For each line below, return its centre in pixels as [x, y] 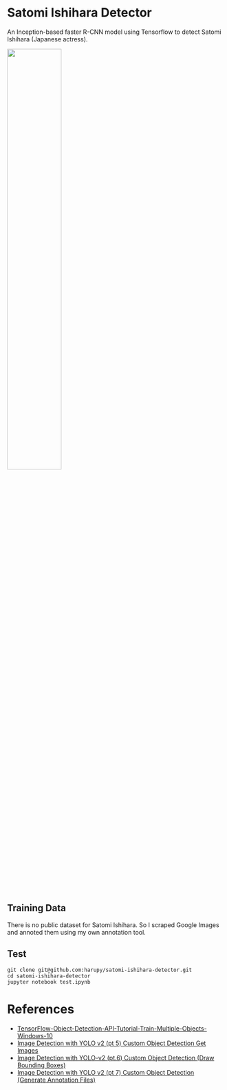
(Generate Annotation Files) [56, 1080]
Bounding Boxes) [41, 1065]
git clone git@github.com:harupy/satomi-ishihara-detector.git [100, 970]
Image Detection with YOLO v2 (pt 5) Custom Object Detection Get [111, 1043]
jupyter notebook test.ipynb [49, 982]
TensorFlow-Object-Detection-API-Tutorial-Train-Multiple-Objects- [112, 1028]
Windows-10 [35, 1035]
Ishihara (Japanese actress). [47, 39]
